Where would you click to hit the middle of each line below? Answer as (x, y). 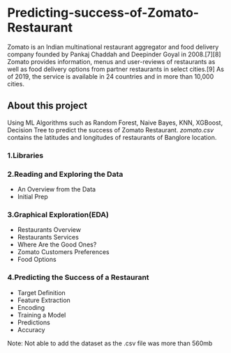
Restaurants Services (48, 237)
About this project (47, 106)
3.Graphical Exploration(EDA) (58, 214)
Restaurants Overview (49, 230)
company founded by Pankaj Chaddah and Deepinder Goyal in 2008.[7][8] (114, 54)
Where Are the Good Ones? (57, 244)
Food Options (37, 260)
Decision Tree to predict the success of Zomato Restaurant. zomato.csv (111, 130)
